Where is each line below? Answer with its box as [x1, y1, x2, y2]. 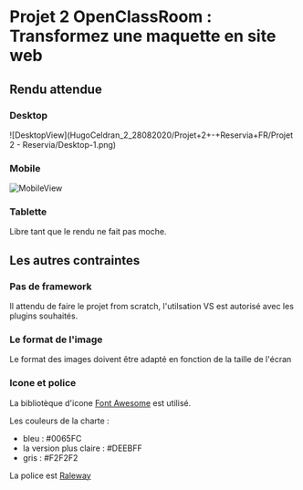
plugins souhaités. [9, 310, 78, 321]
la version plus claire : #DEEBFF [22, 443, 143, 454]
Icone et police [9, 377, 77, 390]
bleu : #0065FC [22, 433, 82, 443]
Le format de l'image [9, 333, 103, 346]
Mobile [9, 162, 41, 174]
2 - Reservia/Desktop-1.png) [9, 139, 117, 150]
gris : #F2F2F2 [22, 452, 78, 463]
